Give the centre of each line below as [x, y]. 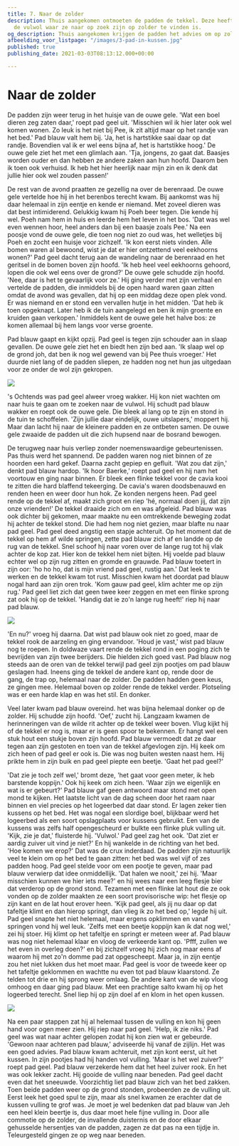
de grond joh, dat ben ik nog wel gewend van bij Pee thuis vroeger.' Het [112, 354]
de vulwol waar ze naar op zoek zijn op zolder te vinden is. [108, 27]
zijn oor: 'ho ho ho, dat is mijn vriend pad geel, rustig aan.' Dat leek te [109, 569]
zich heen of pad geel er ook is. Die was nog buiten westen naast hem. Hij [116, 753]
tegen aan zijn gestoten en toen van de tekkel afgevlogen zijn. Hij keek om [116, 746]
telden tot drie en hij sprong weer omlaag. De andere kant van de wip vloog [118, 979]
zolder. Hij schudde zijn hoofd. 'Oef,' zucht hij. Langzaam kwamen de [108, 715]
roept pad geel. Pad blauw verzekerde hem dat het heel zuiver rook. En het [117, 1067]
